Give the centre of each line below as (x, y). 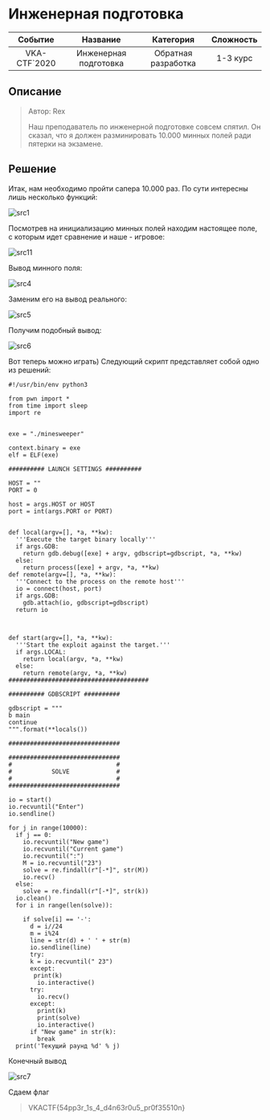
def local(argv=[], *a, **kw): (61, 532)
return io (32, 609)
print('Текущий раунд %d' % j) (68, 1046)
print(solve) (59, 1018)
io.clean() (34, 898)
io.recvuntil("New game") (66, 842)
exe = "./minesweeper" (46, 434)
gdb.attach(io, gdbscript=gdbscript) (86, 603)
